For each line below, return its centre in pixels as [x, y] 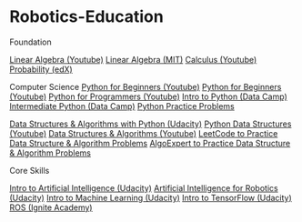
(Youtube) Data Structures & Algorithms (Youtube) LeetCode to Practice [144, 133]
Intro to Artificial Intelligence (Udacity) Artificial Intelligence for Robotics [144, 187]
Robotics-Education [86, 17]
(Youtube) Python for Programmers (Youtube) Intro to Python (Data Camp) [149, 96]
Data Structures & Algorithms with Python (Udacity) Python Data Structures [151, 124]
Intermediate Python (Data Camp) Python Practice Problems [122, 106]
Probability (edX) [41, 69]
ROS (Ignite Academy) [51, 207]
